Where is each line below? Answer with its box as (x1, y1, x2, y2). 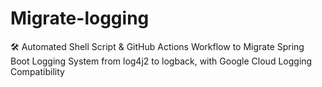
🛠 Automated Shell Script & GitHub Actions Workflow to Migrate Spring (10, 40, 305, 52)
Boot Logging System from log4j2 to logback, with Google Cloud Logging (10, 55, 313, 67)
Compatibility (10, 65, 65, 77)
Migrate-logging (10, 7, 150, 30)
